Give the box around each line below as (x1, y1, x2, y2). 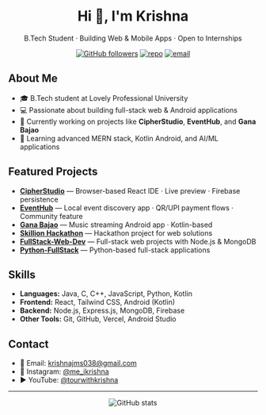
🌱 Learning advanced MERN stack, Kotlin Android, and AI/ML (19, 133, 219, 143)
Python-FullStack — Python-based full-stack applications (19, 245, 211, 255)
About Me (8, 71, 58, 86)
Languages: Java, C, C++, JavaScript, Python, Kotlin (19, 289, 192, 298)
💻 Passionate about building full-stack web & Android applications (19, 105, 237, 114)
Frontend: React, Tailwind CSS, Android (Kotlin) (19, 298, 176, 307)
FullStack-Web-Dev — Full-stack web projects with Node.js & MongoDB (19, 236, 256, 246)
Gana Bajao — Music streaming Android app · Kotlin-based (19, 220, 213, 229)
